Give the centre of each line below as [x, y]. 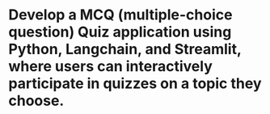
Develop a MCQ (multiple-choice [120, 15]
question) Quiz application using [120, 32]
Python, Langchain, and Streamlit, [125, 49]
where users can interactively [110, 67]
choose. [36, 101]
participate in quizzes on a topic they [135, 84]
